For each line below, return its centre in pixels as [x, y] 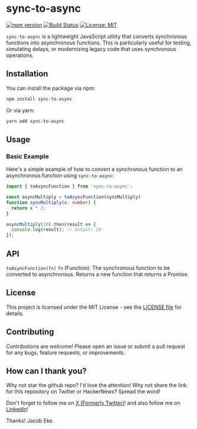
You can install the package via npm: [51, 88]
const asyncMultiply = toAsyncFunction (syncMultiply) [74, 197]
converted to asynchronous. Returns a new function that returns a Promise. [98, 274]
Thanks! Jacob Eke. [30, 421]
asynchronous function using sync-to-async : [60, 176]
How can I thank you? [46, 371]
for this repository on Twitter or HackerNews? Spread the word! [83, 392]
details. [15, 313]
